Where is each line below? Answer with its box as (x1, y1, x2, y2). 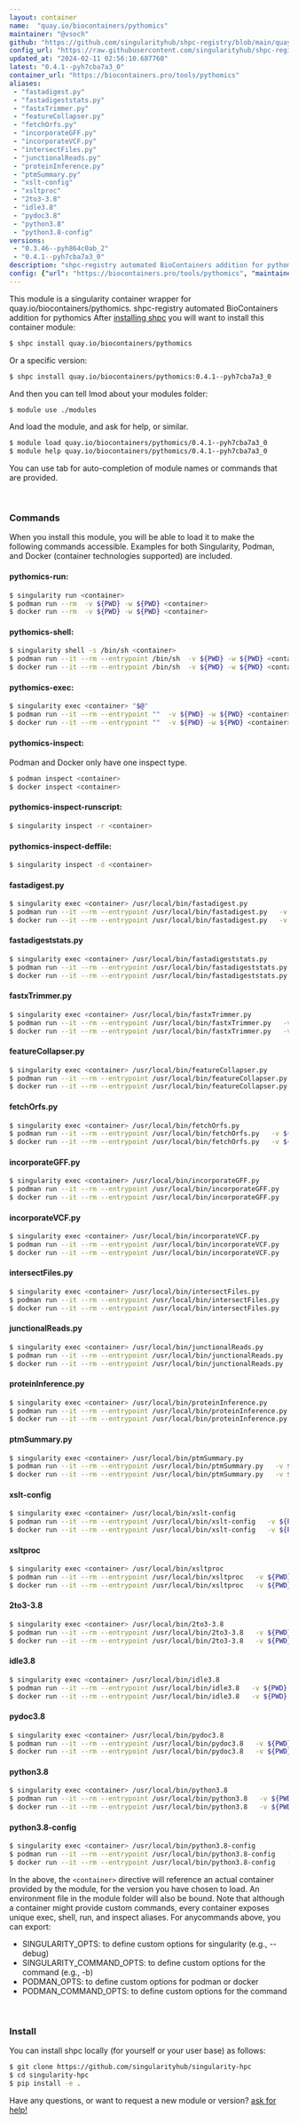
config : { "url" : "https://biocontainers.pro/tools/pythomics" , (9, 269, 248, 278)
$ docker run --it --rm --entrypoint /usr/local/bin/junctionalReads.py (9, 1359, 284, 1368)
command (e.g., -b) (21, 1967, 94, 1977)
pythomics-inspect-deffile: (9, 840, 113, 851)
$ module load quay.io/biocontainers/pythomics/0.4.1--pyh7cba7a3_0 (9, 439, 268, 448)
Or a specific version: (9, 354, 88, 365)
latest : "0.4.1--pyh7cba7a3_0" (9, 63, 125, 72)
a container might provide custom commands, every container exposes (9, 1902, 270, 1913)
